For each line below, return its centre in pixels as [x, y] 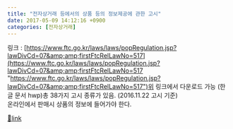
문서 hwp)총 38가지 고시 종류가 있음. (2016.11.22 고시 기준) [96, 95]
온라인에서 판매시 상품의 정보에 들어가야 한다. [70, 104]
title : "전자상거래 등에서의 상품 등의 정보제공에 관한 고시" [84, 14]
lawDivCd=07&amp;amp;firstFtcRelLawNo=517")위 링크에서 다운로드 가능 [112, 87]
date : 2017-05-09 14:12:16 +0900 [56, 20]
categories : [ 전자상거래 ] [42, 27]
